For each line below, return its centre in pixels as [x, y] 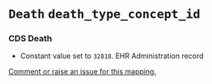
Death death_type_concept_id [104, 14]
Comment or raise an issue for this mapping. [82, 72]
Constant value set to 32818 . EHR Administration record [112, 56]
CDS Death [30, 39]
